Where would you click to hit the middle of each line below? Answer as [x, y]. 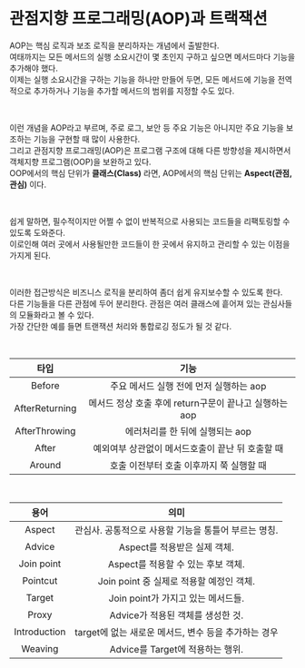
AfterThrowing [45, 430]
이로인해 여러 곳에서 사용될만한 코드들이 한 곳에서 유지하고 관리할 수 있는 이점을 [150, 244]
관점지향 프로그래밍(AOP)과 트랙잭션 [138, 19]
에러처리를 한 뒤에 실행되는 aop [188, 431]
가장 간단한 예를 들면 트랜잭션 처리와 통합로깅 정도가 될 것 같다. [121, 326]
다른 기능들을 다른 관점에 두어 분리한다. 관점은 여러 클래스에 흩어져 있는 [135, 303]
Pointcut [40, 580]
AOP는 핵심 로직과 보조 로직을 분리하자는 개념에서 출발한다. [114, 45]
